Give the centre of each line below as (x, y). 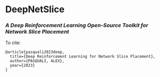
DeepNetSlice (35, 9)
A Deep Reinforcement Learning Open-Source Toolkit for (77, 25)
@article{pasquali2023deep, (35, 52)
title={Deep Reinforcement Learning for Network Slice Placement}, (83, 57)
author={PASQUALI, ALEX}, (37, 61)
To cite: (13, 43)
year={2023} (23, 66)
